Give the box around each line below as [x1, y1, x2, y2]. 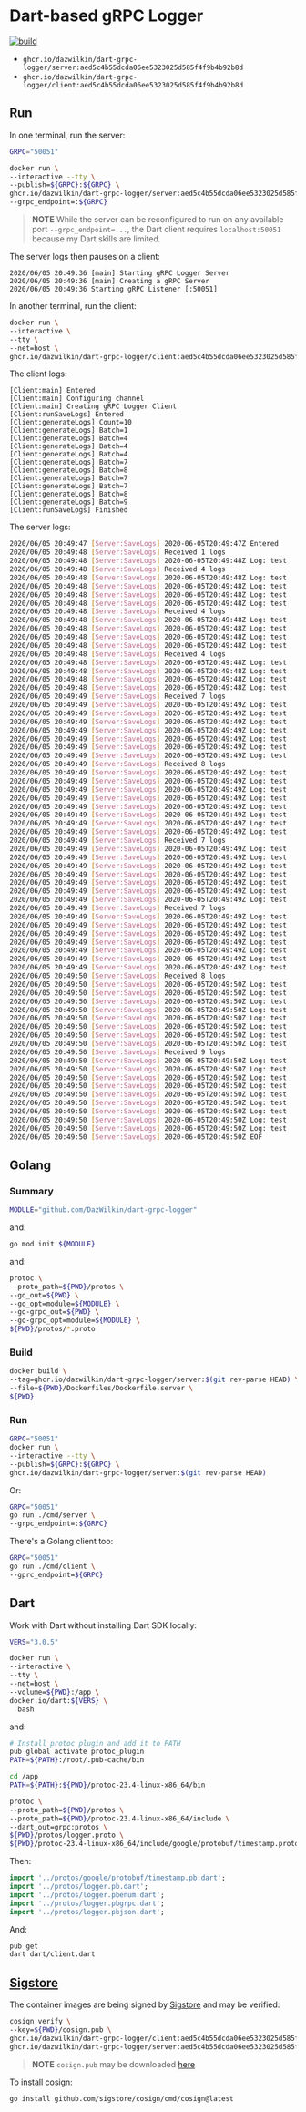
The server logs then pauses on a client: [9, 251, 161, 261]
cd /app [9, 1772, 39, 1781]
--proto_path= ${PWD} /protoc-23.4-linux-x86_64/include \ [9, 1814, 230, 1823]
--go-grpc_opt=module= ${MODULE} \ [9, 1316, 141, 1326]
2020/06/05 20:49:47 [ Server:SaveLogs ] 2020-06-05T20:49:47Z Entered [9, 539, 280, 549]
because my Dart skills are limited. [31, 233, 161, 244]
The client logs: [9, 368, 67, 379]
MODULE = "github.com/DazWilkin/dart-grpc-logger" [9, 1205, 198, 1215]
